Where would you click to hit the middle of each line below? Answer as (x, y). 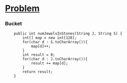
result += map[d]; (49, 64)
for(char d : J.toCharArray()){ (55, 59)
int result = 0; (39, 55)
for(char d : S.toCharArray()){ (55, 42)
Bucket (14, 24)
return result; (38, 72)
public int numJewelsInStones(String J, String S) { (68, 34)
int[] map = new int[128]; (50, 38)
